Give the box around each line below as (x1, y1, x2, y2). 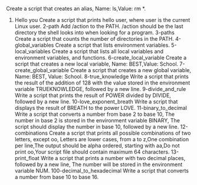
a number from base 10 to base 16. (14, 174, 99, 180)
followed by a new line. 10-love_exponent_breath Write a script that (14, 98, 178, 105)
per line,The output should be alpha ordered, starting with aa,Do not (14, 142, 180, 149)
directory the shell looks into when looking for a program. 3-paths (14, 29, 175, 36)
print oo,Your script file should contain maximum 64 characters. (14, 148, 170, 155)
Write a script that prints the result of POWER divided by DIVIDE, (14, 92, 171, 99)
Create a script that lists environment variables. (55, 41, 170, 48)
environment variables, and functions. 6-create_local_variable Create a (14, 54, 187, 61)
